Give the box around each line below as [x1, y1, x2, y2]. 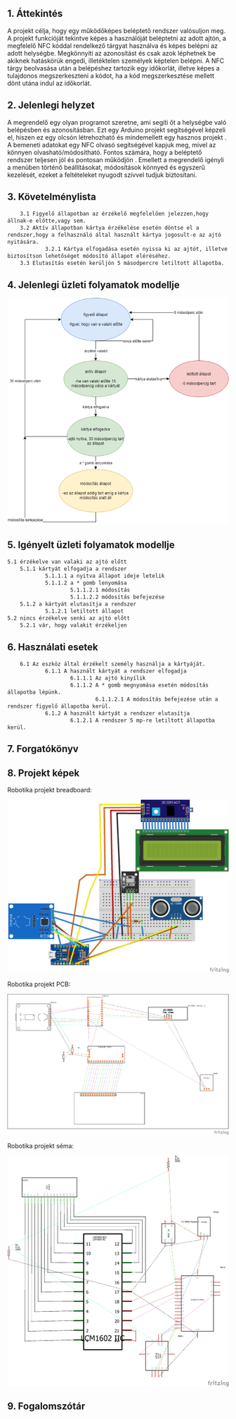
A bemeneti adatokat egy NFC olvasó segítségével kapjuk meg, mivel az [7, 140, 216, 149]
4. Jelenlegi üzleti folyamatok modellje [7, 278, 181, 290]
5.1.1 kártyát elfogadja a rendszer [20, 565, 128, 572]
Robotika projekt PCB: [7, 980, 71, 988]
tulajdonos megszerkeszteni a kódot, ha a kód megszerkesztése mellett [7, 71, 214, 80]
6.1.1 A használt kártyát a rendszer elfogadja [44, 668, 188, 675]
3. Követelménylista [7, 191, 96, 203]
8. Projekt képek [7, 767, 80, 779]
